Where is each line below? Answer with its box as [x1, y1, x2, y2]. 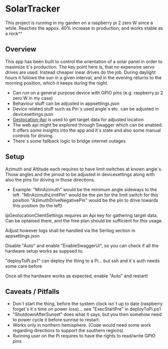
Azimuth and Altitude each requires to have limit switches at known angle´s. [5, 166, 163, 172]
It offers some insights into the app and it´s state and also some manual [12, 127, 161, 133]
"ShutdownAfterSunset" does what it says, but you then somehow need [12, 311, 162, 318]
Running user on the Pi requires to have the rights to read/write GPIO [12, 333, 155, 339]
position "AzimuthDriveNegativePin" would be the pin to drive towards [12, 197, 158, 203]
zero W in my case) [12, 95, 53, 101]
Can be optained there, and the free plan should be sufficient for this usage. [5, 217, 163, 223]
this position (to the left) [12, 202, 63, 208]
